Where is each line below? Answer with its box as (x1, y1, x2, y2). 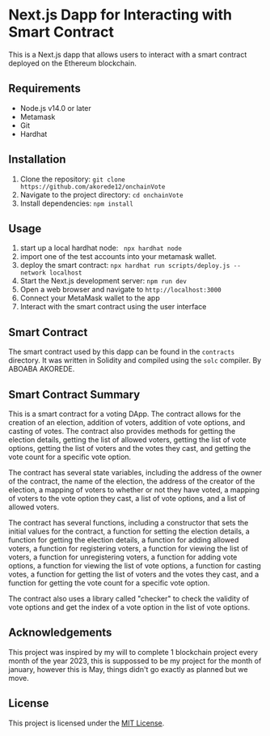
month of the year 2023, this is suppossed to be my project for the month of (8, 656, 262, 666)
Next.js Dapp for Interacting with (8, 6, 233, 24)
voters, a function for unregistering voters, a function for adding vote (8, 552, 238, 562)
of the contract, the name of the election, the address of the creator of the (8, 476, 255, 486)
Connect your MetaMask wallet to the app (19, 293, 160, 303)
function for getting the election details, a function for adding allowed (8, 535, 239, 544)
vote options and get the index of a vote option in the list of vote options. (8, 602, 251, 612)
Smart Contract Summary (8, 387, 141, 402)
